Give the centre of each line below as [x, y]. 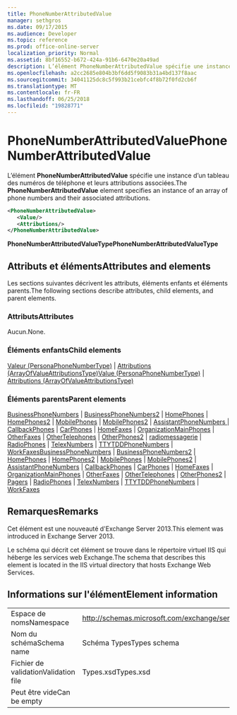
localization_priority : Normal [53, 54]
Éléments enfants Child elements [64, 350]
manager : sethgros [34, 20]
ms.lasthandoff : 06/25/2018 [49, 100]
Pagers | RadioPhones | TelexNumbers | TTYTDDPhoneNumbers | [103, 482]
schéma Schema [38, 642]
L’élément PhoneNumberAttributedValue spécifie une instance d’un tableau [118, 175]
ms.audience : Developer [42, 34]
